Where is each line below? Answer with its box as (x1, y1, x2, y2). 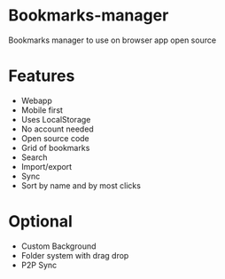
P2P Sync (20, 259, 58, 270)
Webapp (20, 95, 52, 106)
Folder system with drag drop (20, 250, 129, 260)
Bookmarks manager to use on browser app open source (8, 35, 217, 45)
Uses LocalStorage (20, 114, 91, 124)
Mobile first (20, 104, 64, 116)
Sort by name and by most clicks (20, 179, 141, 191)
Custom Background (20, 241, 97, 251)
